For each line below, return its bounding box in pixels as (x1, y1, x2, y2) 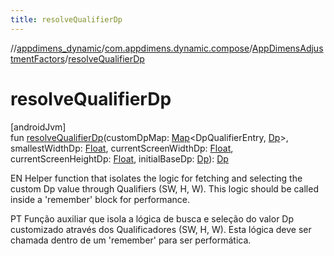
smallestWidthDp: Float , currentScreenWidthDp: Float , (10, 142, 234, 154)
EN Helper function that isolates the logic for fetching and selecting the (10, 172, 303, 184)
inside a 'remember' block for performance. (10, 193, 190, 205)
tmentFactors (10, 52, 66, 65)
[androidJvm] (10, 121, 67, 133)
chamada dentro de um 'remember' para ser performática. (10, 234, 252, 246)
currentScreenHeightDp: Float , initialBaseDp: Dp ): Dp (10, 152, 229, 165)
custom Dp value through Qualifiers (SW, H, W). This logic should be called (10, 182, 319, 195)
